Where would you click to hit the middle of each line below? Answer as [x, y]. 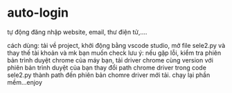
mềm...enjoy [25, 82]
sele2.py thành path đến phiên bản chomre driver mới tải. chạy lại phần [109, 75]
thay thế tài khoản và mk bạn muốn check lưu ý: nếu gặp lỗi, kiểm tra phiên [114, 53]
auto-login [38, 13]
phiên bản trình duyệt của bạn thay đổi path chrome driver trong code [107, 67]
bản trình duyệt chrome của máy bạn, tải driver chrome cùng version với [110, 60]
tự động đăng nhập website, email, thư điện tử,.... [77, 32]
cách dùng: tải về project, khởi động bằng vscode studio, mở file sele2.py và [116, 45]
